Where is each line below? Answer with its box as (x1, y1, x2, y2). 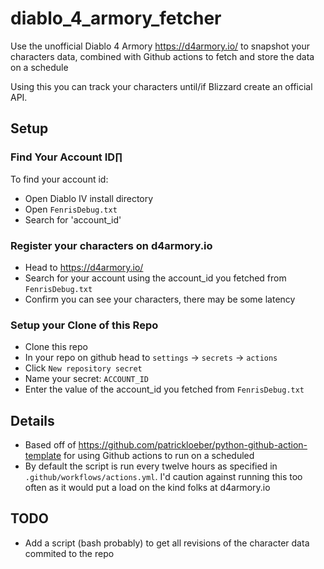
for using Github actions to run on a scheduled (63, 450, 255, 462)
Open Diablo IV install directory (24, 192, 154, 204)
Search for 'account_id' (24, 213, 122, 226)
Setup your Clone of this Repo (10, 318, 159, 332)
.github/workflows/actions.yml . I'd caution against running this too (24, 471, 303, 483)
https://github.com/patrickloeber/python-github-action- (78, 439, 308, 451)
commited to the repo (24, 547, 115, 559)
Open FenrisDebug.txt (24, 203, 118, 215)
